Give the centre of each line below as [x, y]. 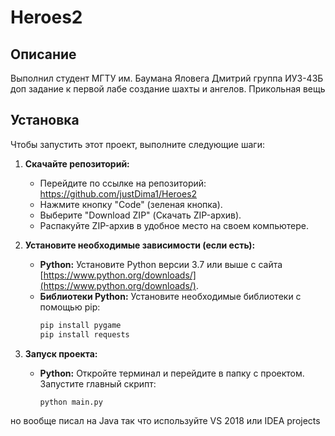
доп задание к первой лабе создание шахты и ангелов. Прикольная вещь [168, 89]
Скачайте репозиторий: [77, 163]
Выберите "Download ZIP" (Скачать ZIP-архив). [140, 215]
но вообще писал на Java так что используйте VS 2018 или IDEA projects [165, 421]
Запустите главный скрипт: [98, 383]
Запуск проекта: [61, 353]
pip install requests [84, 334]
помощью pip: [70, 307]
